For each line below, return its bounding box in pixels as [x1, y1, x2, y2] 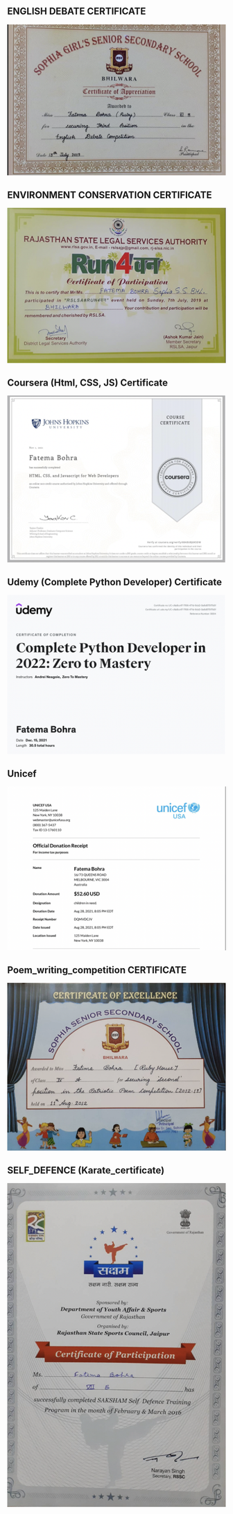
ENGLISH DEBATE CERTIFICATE [7, 6, 146, 17]
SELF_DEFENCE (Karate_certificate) [7, 1164, 165, 1176]
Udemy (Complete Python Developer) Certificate [7, 576, 222, 588]
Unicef [7, 768, 37, 780]
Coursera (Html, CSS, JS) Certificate [7, 377, 169, 388]
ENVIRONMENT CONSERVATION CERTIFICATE [7, 189, 212, 200]
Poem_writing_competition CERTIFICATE [7, 964, 187, 976]
